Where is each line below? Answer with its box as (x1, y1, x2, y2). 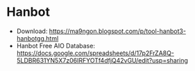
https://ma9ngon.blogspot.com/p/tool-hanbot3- (49, 27, 187, 35)
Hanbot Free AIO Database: (16, 41, 95, 50)
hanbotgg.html (16, 34, 59, 42)
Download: (16, 27, 48, 35)
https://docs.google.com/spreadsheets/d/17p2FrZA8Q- (16, 49, 175, 57)
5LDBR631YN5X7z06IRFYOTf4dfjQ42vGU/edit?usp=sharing (16, 56, 189, 64)
